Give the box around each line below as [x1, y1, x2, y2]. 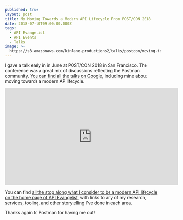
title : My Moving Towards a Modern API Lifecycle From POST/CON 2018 [5, 16, 151, 21]
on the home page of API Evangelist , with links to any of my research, [5, 194, 146, 200]
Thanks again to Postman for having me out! [5, 209, 95, 215]
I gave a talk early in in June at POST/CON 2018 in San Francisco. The [5, 62, 147, 68]
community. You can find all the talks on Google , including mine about [5, 73, 147, 79]
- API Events [9, 35, 37, 40]
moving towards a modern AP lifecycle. [5, 78, 85, 84]
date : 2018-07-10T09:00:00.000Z [5, 21, 72, 26]
